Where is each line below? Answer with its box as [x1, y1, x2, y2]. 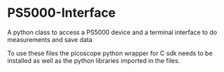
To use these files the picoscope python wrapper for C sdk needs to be [7, 49, 213, 57]
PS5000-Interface [7, 5, 116, 21]
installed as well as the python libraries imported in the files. [7, 56, 181, 64]
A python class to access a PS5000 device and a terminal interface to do [7, 28, 218, 36]
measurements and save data [7, 35, 93, 43]
